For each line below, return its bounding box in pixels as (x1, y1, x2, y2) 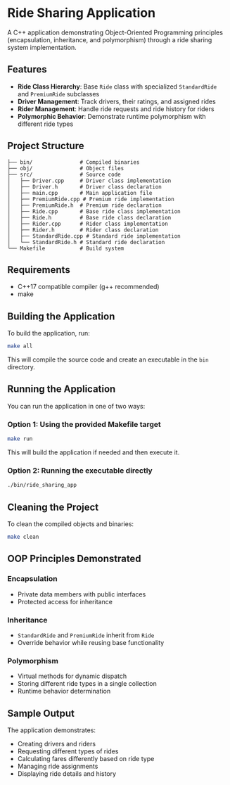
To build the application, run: (7, 329, 90, 338)
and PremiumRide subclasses (17, 89, 100, 98)
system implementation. (7, 43, 77, 51)
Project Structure (7, 140, 84, 152)
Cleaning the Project (7, 501, 99, 513)
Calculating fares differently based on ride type (17, 755, 155, 762)
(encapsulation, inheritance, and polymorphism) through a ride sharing (7, 35, 212, 44)
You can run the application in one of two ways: (7, 402, 146, 410)
